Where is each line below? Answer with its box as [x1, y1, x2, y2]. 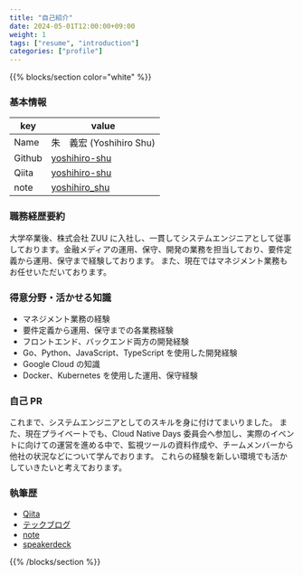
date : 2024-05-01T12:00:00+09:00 [9, 22, 136, 31]
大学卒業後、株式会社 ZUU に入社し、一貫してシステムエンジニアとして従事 [9, 232, 291, 243]
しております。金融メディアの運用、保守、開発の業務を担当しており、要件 [9, 243, 285, 254]
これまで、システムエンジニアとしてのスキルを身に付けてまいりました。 [9, 417, 278, 428]
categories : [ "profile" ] [9, 47, 103, 56]
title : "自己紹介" [9, 13, 74, 23]
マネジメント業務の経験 [22, 314, 110, 325]
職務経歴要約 [9, 210, 66, 222]
